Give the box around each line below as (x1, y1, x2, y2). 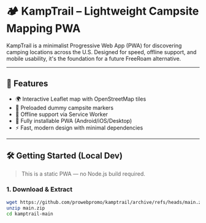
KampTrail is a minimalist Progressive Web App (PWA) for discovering (6, 42, 182, 49)
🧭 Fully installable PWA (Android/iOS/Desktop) (15, 117, 132, 124)
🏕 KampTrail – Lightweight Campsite (6, 4, 199, 18)
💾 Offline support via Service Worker (15, 111, 109, 118)
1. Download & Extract (6, 185, 72, 194)
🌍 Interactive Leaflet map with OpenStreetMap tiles (15, 95, 147, 103)
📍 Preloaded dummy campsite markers (15, 104, 114, 111)
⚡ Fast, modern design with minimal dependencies (15, 123, 143, 131)
